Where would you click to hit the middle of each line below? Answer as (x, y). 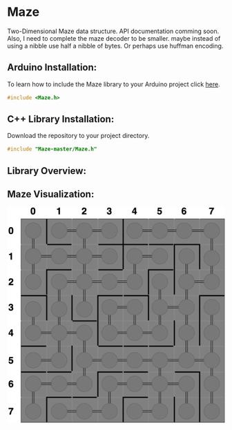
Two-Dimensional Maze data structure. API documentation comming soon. (113, 31)
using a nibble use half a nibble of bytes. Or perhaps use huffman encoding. (115, 46)
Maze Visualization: (51, 194)
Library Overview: (47, 171)
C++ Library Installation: (61, 119)
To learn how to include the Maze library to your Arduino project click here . (114, 84)
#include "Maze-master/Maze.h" (52, 149)
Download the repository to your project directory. (78, 136)
